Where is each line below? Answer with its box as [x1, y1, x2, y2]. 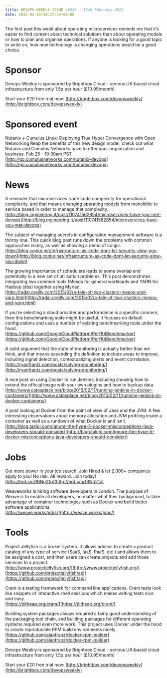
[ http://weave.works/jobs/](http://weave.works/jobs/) [5, 510, 115, 516]
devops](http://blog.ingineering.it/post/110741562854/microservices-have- [5, 217, 159, 223]
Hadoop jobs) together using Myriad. [5, 284, 81, 290]
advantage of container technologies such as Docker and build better [5, 499, 148, 505]
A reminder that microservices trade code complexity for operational [5, 196, 146, 202]
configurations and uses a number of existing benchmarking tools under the [5, 320, 162, 326]
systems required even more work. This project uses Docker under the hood [5, 621, 162, 627]
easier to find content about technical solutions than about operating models [5, 31, 163, 37]
